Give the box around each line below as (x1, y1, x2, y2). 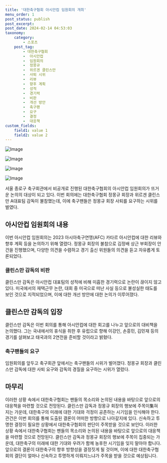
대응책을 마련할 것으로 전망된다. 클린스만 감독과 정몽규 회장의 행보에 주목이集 (5, 403, 154, 409)
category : (14, 35, 35, 40)
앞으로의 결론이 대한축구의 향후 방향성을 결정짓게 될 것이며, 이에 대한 (5, 447, 138, 453)
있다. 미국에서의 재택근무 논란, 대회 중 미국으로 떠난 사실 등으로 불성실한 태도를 (5, 285, 158, 291)
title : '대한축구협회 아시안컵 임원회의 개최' (5, 7, 86, 12)
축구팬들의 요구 (5, 348, 40, 355)
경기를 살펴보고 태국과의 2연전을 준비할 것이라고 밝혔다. (5, 334, 113, 340)
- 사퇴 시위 (23, 72, 46, 77)
